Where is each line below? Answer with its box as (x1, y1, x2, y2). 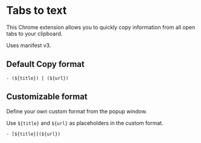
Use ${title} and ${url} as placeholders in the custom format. (6, 119, 164, 127)
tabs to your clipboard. (6, 30, 63, 37)
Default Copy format (6, 59, 85, 69)
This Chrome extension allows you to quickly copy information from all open (6, 24, 196, 31)
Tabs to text (6, 4, 67, 17)
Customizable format (6, 92, 88, 102)
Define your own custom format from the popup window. (6, 107, 147, 115)
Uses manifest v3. (6, 42, 51, 49)
